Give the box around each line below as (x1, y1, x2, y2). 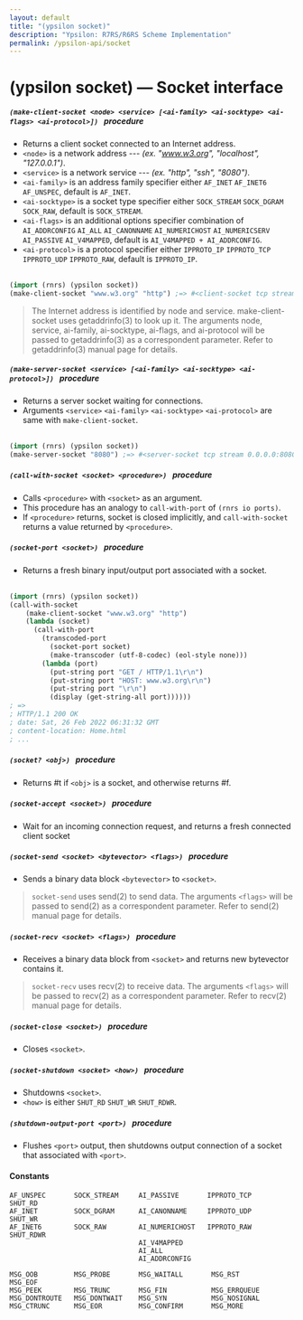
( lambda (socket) (25, 617, 91, 627)
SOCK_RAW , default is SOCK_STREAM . (22, 205, 143, 217)
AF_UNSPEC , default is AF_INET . (22, 186, 132, 197)
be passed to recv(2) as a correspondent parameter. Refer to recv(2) (31, 991, 287, 1002)
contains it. (22, 964, 64, 975)
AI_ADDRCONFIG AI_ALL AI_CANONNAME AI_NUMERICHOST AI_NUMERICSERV (22, 227, 271, 236)
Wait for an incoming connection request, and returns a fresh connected (22, 820, 291, 832)
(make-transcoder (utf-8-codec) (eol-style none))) (49, 650, 248, 660)
